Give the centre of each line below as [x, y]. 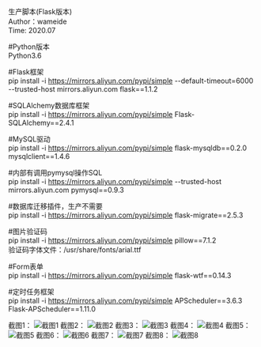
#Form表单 [26, 266]
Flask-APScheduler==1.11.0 [52, 309]
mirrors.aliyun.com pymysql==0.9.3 [66, 190]
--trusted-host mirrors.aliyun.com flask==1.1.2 [83, 89]
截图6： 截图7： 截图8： [103, 335]
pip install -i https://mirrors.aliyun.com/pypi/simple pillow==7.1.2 [112, 240]
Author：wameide [38, 21]
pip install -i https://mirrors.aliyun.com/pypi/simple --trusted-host [115, 181]
